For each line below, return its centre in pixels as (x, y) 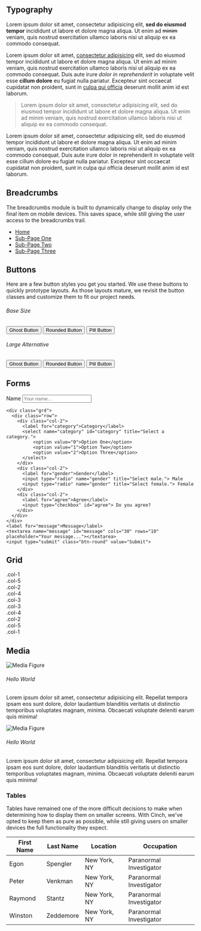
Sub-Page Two (33, 244)
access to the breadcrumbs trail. (46, 220)
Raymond (22, 898)
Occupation (160, 846)
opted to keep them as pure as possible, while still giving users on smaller (97, 821)
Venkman (60, 881)
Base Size (19, 311)
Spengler (59, 864)
